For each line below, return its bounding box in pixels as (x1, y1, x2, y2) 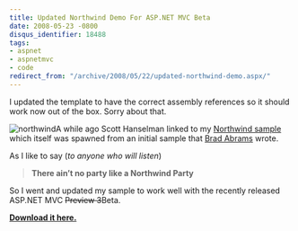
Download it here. (9, 212, 77, 223)
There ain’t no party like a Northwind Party (31, 167, 195, 178)
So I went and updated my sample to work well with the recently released (9, 185, 281, 196)
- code (9, 64, 34, 73)
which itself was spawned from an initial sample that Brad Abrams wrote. (9, 132, 279, 144)
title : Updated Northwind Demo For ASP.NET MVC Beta (9, 13, 211, 22)
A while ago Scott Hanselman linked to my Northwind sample (55, 123, 282, 134)
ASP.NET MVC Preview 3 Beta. (9, 194, 121, 205)
